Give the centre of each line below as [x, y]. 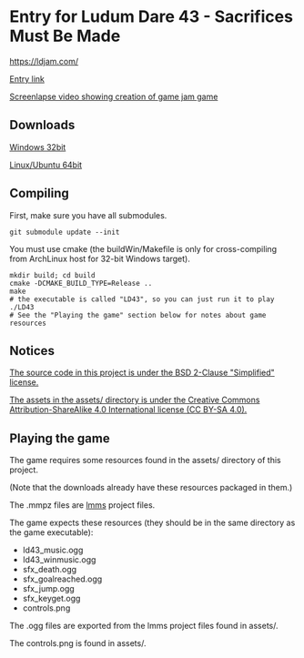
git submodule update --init [65, 232]
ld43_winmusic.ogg [59, 560]
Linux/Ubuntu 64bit [46, 165]
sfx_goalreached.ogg [62, 579]
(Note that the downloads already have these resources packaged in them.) [151, 488]
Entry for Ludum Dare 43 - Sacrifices [152, 17]
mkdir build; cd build [52, 275]
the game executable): [51, 532]
